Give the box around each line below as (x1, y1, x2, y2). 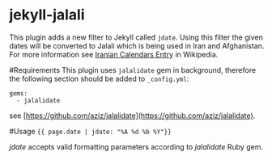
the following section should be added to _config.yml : (9, 74, 189, 83)
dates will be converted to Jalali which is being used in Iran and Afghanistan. (9, 40, 265, 50)
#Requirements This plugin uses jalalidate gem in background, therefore (9, 65, 257, 74)
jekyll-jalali (9, 6, 85, 24)
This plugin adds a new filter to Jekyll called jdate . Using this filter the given (9, 32, 264, 42)
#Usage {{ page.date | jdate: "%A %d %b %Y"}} (9, 126, 172, 136)
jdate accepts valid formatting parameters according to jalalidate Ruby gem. (9, 141, 264, 151)
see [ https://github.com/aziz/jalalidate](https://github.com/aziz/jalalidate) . (9, 111, 256, 120)
